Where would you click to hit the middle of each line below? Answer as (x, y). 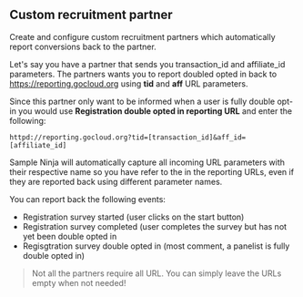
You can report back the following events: (88, 199)
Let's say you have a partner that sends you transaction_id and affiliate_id (147, 64)
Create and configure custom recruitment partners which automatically (142, 36)
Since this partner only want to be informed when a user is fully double (142, 101)
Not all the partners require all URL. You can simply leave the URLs (157, 273)
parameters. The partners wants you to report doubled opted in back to (143, 74)
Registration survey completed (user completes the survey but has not (155, 226)
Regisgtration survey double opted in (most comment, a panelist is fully (156, 246)
